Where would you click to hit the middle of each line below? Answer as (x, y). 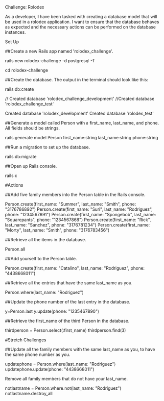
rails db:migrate (21, 157)
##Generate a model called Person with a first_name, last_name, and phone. (82, 123)
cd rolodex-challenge (27, 70)
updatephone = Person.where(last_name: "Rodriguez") (60, 364)
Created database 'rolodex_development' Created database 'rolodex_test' (80, 113)
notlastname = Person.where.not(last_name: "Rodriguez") (63, 388)
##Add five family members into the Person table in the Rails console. (75, 195)
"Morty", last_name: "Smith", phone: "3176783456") (57, 230)
